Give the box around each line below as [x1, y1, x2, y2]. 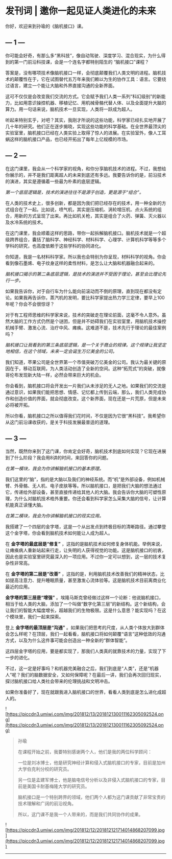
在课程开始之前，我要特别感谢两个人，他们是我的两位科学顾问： [17, 749, 152, 755]
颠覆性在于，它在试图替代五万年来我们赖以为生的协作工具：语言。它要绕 [14, 76, 166, 82]
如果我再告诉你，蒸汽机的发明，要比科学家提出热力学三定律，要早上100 [14, 294, 165, 300]
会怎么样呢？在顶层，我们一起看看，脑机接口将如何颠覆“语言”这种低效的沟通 [5, 631, 166, 637]
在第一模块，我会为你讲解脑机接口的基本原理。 [5, 466, 104, 472]
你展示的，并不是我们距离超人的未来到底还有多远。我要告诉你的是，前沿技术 [5, 172, 166, 178]
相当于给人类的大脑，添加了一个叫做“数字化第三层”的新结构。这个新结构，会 [5, 601, 166, 607]
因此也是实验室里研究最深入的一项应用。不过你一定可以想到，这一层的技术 [5, 553, 162, 560]
